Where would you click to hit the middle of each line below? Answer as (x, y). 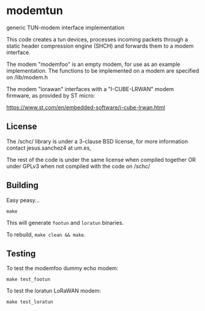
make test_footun (28, 280)
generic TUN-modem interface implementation (65, 27)
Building (22, 185)
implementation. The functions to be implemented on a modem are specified (103, 70)
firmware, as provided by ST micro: (51, 95)
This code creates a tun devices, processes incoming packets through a (97, 39)
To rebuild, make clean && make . (46, 234)
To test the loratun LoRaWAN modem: (54, 291)
